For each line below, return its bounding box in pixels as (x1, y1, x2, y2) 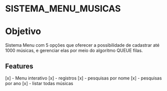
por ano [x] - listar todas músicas (5, 80, 74, 86)
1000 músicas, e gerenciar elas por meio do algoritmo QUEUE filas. (5, 48, 143, 54)
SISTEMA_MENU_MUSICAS (5, 3, 121, 14)
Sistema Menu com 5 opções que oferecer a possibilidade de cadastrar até (5, 42, 160, 48)
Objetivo (5, 26, 41, 37)
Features (5, 62, 33, 70)
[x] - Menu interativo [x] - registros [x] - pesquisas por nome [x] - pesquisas (5, 75, 162, 81)
